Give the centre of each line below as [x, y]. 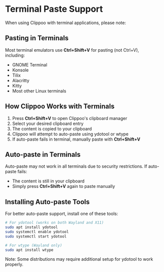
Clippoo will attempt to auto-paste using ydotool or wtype [70, 134]
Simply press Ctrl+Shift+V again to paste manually [63, 186]
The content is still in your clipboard [48, 181]
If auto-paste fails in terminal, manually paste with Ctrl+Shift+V [76, 139]
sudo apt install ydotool [31, 227]
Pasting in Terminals [37, 38]
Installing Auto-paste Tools [47, 202]
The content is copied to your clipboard [52, 128]
